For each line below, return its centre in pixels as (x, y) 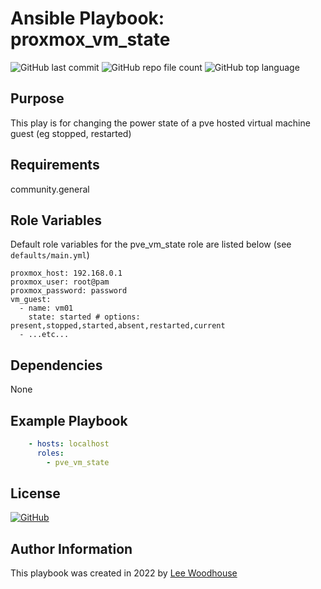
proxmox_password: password (69, 291)
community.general (50, 189)
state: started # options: (84, 317)
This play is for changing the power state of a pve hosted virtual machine (160, 123)
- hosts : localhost (69, 444)
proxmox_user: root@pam (60, 282)
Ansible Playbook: (87, 18)
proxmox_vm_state (90, 39)
